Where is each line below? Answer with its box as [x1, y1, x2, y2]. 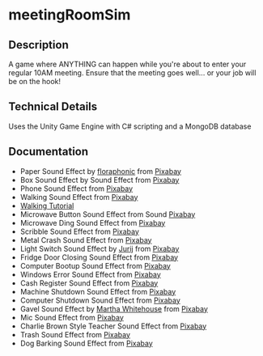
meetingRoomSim [8, 6, 131, 24]
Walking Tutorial [19, 201, 74, 210]
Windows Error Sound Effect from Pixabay [19, 269, 162, 279]
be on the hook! [8, 77, 62, 86]
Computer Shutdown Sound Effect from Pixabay [19, 295, 180, 305]
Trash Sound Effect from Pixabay [19, 329, 131, 339]
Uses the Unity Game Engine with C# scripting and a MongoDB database [8, 121, 252, 131]
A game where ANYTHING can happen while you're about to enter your [8, 59, 247, 69]
